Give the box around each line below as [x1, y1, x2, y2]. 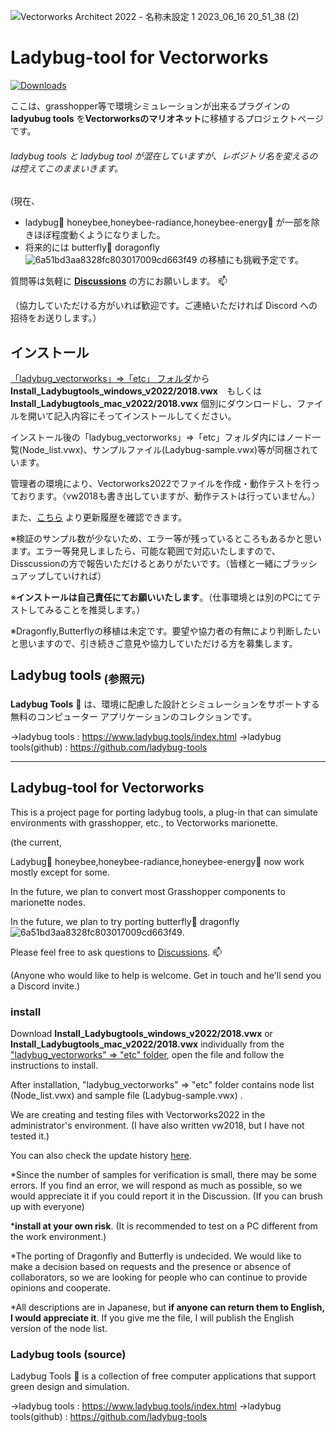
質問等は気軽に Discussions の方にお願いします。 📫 [10, 275, 228, 287]
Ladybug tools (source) [10, 1347, 127, 1361]
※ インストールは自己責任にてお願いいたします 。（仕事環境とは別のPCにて [10, 591, 313, 603]
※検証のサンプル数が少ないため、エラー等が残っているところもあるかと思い [10, 532, 322, 544]
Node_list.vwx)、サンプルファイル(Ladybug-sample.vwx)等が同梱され [22, 443, 310, 455]
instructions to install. [10, 1060, 99, 1072]
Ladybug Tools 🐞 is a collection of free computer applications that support [10, 1370, 317, 1382]
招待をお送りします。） [10, 312, 102, 324]
